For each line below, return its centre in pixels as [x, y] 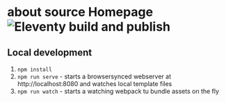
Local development [50, 52]
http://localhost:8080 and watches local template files [95, 84]
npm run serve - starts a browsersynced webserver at [94, 76]
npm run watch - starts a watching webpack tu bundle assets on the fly [118, 91]
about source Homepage [80, 12]
